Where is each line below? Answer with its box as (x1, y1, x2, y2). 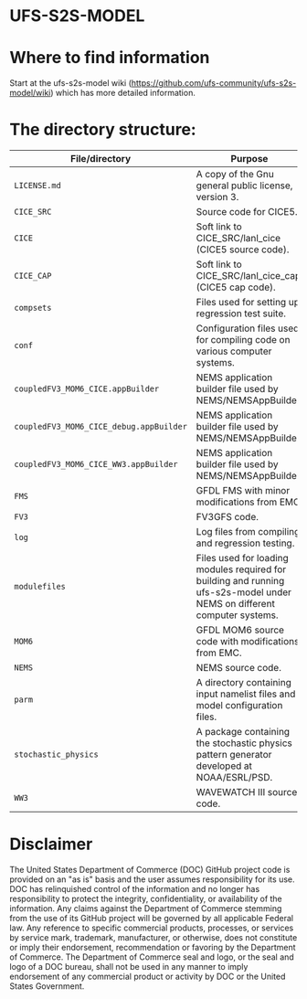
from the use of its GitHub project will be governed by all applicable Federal (9, 913, 294, 923)
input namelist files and (196, 687, 296, 700)
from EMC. (196, 646, 242, 659)
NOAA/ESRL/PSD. (196, 771, 273, 784)
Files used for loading (196, 552, 290, 565)
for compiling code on (196, 334, 291, 346)
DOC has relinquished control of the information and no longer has (9, 884, 260, 894)
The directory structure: (9, 120, 196, 140)
